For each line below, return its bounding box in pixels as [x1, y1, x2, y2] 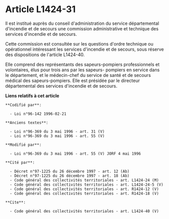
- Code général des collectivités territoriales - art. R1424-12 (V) [10, 186, 159, 192]
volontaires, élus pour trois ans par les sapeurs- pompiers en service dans [5, 67, 160, 73]
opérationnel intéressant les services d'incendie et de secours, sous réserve [5, 46, 164, 52]
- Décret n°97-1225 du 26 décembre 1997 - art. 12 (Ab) [10, 168, 130, 174]
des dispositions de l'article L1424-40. [5, 52, 85, 58]
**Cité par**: [5, 160, 35, 165]
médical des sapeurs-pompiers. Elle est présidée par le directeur [5, 77, 140, 83]
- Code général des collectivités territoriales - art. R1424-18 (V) [10, 191, 159, 196]
